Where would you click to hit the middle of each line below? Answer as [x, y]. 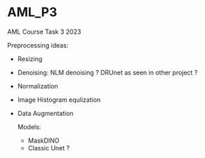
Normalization [38, 86]
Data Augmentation [45, 113]
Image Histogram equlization [59, 100]
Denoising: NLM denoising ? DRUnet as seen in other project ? [107, 72]
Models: [29, 126]
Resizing [30, 59]
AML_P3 [32, 12]
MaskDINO [44, 140]
